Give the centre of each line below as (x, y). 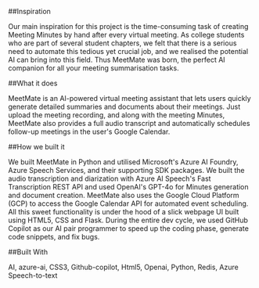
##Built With (28, 252)
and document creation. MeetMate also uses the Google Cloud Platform (124, 195)
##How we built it (36, 147)
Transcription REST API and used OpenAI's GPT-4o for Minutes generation (128, 187)
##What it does (33, 83)
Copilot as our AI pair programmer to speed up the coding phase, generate (128, 229)
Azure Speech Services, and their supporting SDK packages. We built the (126, 170)
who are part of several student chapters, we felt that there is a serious (122, 43)
